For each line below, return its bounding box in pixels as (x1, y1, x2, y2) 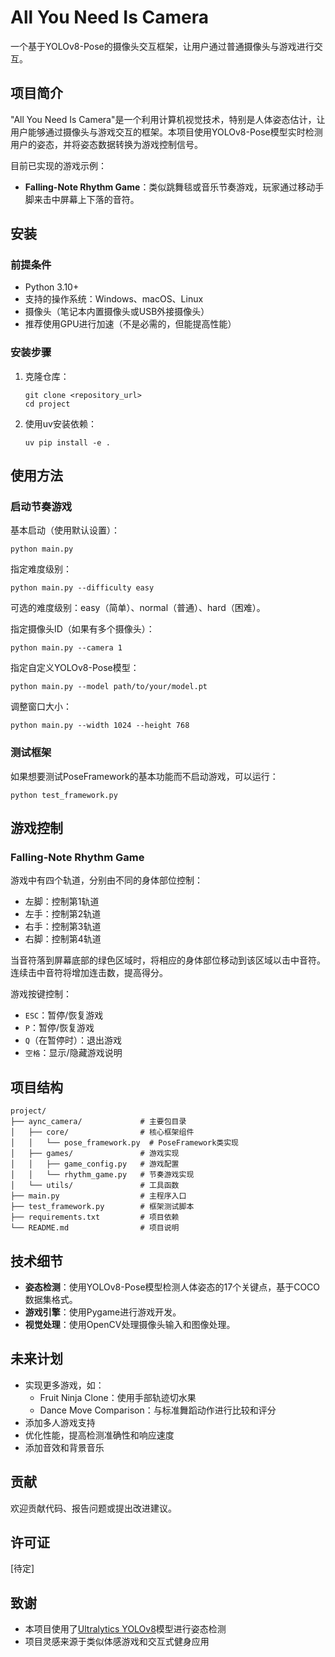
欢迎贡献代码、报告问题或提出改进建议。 (10, 1502, 177, 1514)
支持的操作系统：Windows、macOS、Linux (24, 293, 204, 305)
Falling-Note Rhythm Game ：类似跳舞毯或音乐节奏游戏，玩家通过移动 (24, 181, 316, 193)
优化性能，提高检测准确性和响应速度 (24, 1429, 175, 1441)
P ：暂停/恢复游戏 (24, 1022, 95, 1034)
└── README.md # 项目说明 (10, 1223, 180, 1233)
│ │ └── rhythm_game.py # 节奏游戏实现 (10, 1170, 195, 1180)
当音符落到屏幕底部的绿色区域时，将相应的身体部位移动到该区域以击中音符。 (10, 954, 326, 966)
